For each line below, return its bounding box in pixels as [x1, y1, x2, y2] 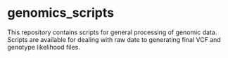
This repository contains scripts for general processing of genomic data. [7, 28, 217, 36]
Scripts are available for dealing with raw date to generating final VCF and [7, 35, 222, 43]
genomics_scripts [7, 5, 115, 21]
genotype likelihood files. [7, 43, 81, 51]
